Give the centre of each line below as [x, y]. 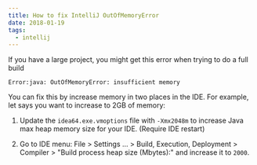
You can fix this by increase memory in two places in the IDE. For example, [128, 97]
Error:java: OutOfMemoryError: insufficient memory [94, 82]
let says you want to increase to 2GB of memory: [87, 105]
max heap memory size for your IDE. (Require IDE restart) [112, 129]
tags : [17, 30]
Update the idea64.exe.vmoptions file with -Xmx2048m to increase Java [132, 121]
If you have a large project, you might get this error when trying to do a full [128, 60]
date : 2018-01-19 [36, 23]
